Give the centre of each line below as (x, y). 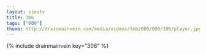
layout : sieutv (26, 12)
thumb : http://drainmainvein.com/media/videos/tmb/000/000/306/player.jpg (104, 29)
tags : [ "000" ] (25, 23)
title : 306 (20, 18)
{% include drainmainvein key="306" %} (58, 46)
